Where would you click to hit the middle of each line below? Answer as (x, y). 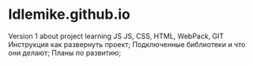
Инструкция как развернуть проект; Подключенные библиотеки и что (127, 44)
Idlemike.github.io (69, 14)
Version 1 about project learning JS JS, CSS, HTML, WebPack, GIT (116, 36)
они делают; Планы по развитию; (64, 52)
